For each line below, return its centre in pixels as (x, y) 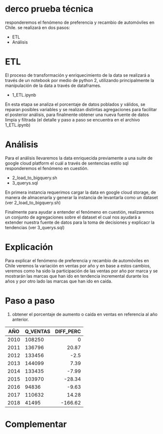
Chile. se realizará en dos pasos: (38, 27)
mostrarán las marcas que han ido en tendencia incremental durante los (77, 276)
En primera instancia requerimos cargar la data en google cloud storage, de (81, 192)
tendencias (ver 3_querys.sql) (35, 227)
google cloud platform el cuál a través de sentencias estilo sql (67, 163)
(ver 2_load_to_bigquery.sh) (33, 202)
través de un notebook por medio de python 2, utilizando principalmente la (80, 80)
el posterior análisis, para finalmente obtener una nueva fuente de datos (77, 115)
